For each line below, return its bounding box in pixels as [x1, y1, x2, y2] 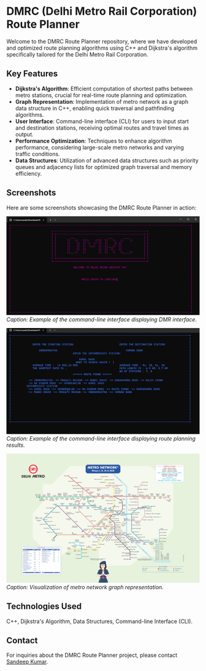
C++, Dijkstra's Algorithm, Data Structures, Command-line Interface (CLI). [6, 618, 193, 625]
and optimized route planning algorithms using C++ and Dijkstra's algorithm [6, 44, 198, 52]
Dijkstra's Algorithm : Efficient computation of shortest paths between [15, 85, 193, 92]
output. [15, 130, 34, 138]
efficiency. [15, 170, 42, 177]
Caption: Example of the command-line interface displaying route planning [6, 435, 196, 442]
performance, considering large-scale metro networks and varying [15, 143, 184, 151]
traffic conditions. [15, 150, 60, 157]
